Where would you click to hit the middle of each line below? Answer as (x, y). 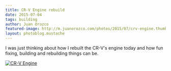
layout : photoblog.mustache (35, 33)
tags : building (21, 19)
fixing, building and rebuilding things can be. (52, 53)
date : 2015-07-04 (24, 15)
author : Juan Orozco (27, 24)
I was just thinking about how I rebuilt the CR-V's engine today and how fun (84, 48)
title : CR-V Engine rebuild (35, 10)
